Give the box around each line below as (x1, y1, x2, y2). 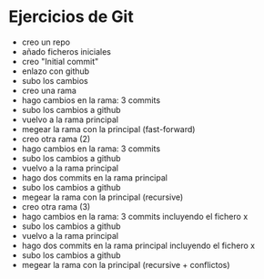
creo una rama (21, 85, 76, 96)
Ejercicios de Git (8, 6, 134, 27)
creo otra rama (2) (21, 133, 91, 144)
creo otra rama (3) (21, 201, 91, 212)
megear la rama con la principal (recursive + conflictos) (21, 259, 230, 270)
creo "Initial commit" (21, 56, 99, 67)
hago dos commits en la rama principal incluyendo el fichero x (21, 240, 256, 251)
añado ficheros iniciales (21, 46, 111, 57)
